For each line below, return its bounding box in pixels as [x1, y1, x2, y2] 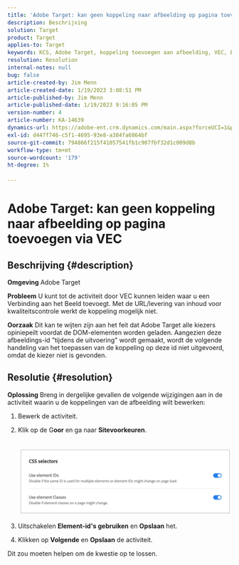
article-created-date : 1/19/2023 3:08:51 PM [7, 86, 142, 94]
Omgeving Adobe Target [7, 278, 80, 286]
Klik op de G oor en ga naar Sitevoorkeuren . [17, 426, 147, 434]
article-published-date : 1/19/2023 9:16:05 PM [7, 102, 148, 109]
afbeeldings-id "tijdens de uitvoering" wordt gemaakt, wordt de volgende [7, 336, 223, 344]
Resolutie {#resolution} [7, 371, 113, 384]
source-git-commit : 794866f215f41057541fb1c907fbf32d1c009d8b [7, 139, 196, 146]
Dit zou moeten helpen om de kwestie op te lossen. [7, 549, 158, 558]
